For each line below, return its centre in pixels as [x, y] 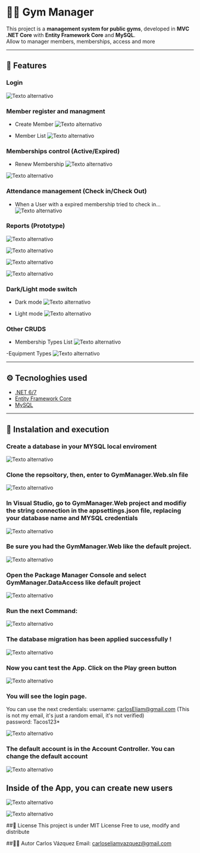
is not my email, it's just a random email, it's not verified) [75, 716]
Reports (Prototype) [36, 226]
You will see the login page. [47, 696]
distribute [18, 832]
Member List [30, 135]
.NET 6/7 [26, 392]
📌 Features [26, 66]
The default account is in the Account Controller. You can [90, 749]
